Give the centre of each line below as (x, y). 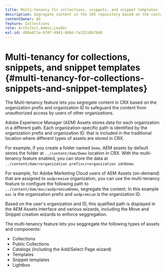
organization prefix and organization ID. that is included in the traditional (78, 133)
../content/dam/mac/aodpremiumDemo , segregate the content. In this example (82, 189)
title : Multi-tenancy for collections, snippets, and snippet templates (82, 10)
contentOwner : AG (23, 19)
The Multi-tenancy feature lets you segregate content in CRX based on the (81, 102)
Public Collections (31, 244)
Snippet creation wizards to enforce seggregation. (56, 214)
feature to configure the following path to (47, 183)
